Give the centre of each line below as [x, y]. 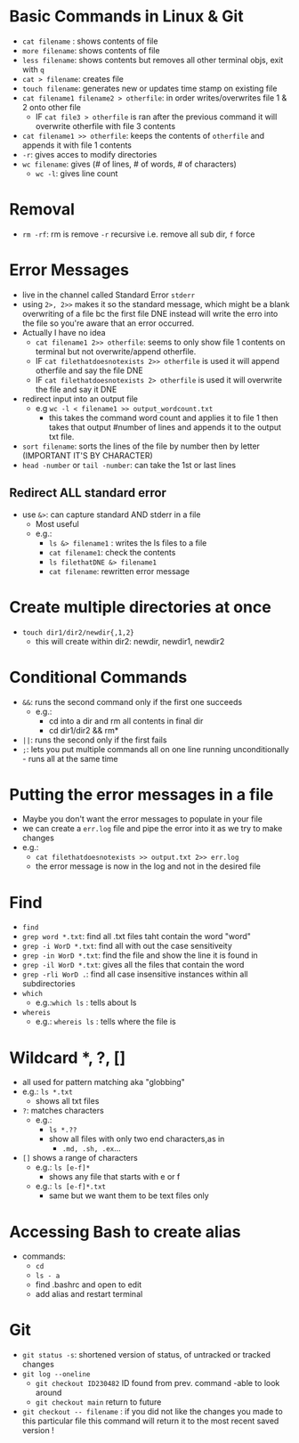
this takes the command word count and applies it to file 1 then [163, 417]
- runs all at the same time [70, 758]
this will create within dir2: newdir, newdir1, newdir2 [130, 641]
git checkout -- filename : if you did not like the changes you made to [152, 1412]
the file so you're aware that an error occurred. [108, 323]
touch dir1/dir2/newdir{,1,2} [78, 632]
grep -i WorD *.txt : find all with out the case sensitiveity [127, 946]
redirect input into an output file [80, 399]
